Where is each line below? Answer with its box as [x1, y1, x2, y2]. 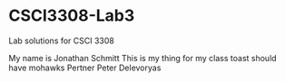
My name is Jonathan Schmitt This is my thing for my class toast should [8, 52, 278, 63]
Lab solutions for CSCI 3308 [8, 35, 114, 46]
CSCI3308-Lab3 [8, 5, 135, 26]
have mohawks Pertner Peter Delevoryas [8, 62, 162, 73]
